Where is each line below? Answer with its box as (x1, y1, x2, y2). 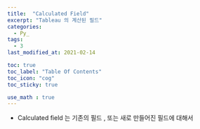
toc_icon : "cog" (7, 75, 55, 82)
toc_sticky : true (7, 81, 58, 88)
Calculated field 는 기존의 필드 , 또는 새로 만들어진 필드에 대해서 (17, 114, 194, 122)
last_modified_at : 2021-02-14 (7, 50, 96, 56)
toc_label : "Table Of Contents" (7, 68, 102, 75)
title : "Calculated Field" (7, 10, 90, 17)
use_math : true (7, 93, 55, 101)
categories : (7, 23, 42, 30)
